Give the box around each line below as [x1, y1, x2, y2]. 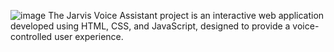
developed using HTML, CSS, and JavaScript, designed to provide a [10, 20, 291, 32]
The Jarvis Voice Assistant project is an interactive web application [48, 10, 325, 21]
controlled [10, 31, 53, 42]
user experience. [54, 31, 124, 42]
